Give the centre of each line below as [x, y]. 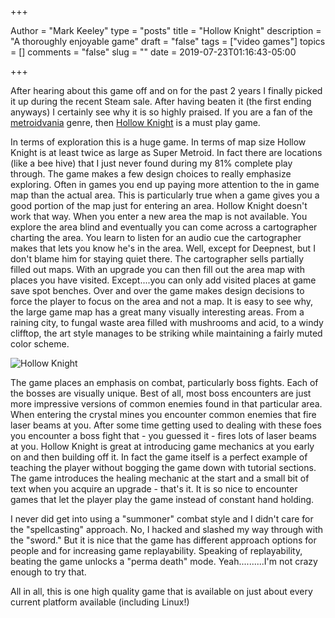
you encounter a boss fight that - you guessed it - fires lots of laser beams [163, 435]
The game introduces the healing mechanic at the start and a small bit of [160, 478]
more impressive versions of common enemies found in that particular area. [166, 404]
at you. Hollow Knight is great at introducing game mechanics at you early [162, 446]
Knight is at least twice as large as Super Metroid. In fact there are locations [166, 152]
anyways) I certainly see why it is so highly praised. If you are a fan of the [161, 112]
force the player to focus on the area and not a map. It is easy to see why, [162, 301]
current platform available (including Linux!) [100, 602]
